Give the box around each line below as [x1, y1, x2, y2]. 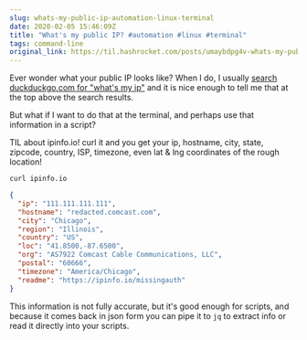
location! [9, 156, 43, 167]
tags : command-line [9, 38, 84, 48]
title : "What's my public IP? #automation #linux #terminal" [9, 30, 248, 39]
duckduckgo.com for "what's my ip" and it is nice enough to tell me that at [9, 82, 289, 93]
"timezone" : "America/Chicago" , [17, 267, 142, 276]
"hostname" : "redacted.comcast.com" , [17, 207, 162, 217]
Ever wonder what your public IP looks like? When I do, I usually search [9, 72, 278, 83]
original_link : [9, 48, 68, 57]
